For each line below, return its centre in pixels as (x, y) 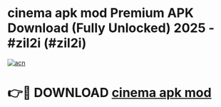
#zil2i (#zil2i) (47, 43)
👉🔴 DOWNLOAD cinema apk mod (109, 93)
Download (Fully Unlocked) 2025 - (111, 28)
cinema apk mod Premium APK (101, 13)
